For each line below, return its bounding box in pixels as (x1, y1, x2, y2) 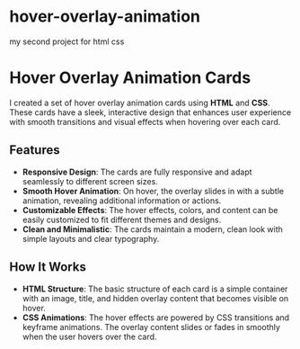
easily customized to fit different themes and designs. (22, 214, 222, 225)
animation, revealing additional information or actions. (22, 195, 222, 206)
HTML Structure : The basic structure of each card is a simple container (22, 283, 288, 294)
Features (9, 142, 60, 158)
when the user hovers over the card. (22, 331, 157, 342)
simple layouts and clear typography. (22, 233, 160, 244)
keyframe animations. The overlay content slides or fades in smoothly (22, 321, 281, 332)
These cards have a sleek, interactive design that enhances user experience (9, 106, 292, 118)
